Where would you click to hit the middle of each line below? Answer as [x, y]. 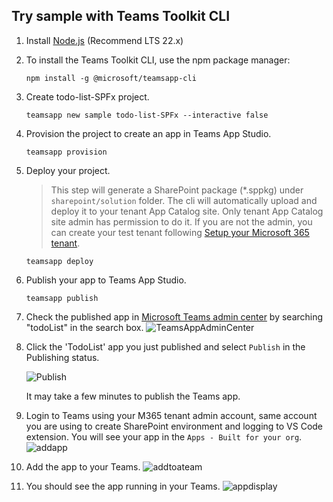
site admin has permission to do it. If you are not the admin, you [181, 221]
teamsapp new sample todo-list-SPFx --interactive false [147, 115]
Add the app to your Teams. [83, 466]
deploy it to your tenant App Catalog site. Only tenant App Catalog [187, 211]
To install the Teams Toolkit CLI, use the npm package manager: [158, 60]
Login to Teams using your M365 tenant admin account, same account [171, 415]
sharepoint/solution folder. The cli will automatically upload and [184, 200]
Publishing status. [62, 357]
